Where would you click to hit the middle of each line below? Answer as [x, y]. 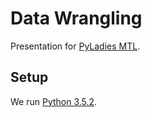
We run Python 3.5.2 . [54, 101]
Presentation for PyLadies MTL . [75, 46]
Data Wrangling [76, 18]
